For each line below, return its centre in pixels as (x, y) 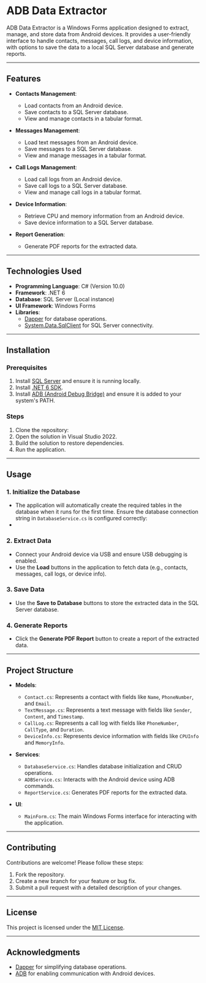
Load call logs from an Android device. (73, 179)
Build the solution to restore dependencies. (70, 443)
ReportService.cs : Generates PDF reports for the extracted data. (106, 792)
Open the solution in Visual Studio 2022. (66, 436)
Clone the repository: (42, 430)
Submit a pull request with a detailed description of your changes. (98, 887)
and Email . (38, 703)
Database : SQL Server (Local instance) (65, 299)
